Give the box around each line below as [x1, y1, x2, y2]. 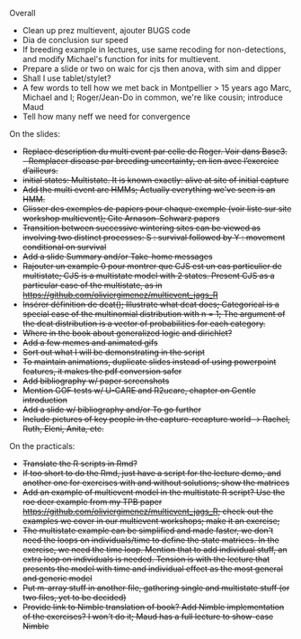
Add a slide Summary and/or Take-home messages [22, 251, 213, 262]
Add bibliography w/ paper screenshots [22, 375, 170, 386]
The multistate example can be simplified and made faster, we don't [22, 526, 274, 535]
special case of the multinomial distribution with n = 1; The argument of [22, 309, 286, 319]
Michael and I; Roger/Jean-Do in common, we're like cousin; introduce [22, 92, 283, 103]
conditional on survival [22, 242, 107, 252]
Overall [9, 8, 36, 18]
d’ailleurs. [22, 166, 58, 175]
